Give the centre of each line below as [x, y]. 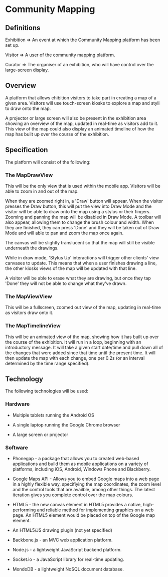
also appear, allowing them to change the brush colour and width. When [79, 222]
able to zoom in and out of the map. [42, 191]
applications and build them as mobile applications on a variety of [80, 464]
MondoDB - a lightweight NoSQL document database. [68, 569]
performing [24, 510]
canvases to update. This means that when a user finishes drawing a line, [81, 263]
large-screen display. [27, 70]
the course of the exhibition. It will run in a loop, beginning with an [73, 342]
